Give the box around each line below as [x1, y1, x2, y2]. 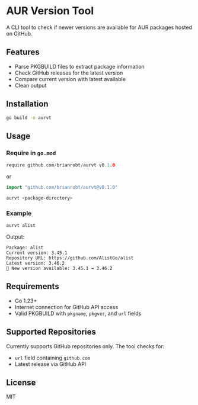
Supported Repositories [6, 327, 96, 337]
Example [6, 209, 32, 217]
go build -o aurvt [6, 114, 52, 121]
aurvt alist [6, 223, 36, 229]
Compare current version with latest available [14, 75, 126, 82]
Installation [6, 99, 49, 109]
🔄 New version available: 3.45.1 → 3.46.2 [6, 265, 113, 271]
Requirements [6, 281, 59, 291]
